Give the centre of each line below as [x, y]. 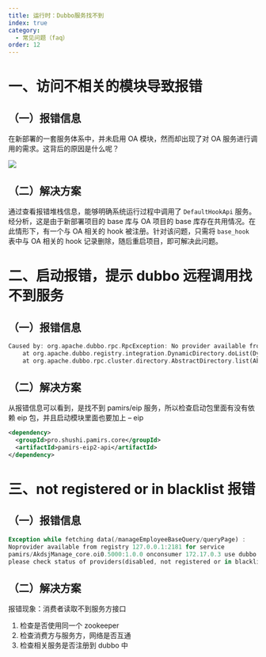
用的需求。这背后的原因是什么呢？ [64, 149]
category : [25, 30]
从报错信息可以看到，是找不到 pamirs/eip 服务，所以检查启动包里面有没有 [128, 408]
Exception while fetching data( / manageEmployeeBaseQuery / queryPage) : [127, 539]
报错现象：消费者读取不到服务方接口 [67, 609]
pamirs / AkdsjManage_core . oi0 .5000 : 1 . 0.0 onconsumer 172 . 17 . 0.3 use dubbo [133, 554]
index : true [28, 23]
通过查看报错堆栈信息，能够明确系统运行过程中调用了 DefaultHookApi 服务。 [132, 211]
